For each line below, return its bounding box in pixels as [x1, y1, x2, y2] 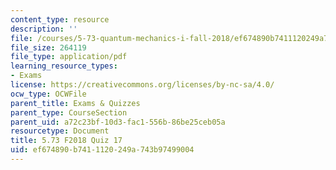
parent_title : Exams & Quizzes [10, 98, 141, 108]
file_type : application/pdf [10, 52, 128, 62]
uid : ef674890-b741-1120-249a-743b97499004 [10, 145, 195, 155]
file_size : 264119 [10, 42, 87, 53]
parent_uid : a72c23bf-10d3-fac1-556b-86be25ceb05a [10, 117, 226, 127]
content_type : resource [10, 14, 110, 25]
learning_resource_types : [10, 61, 118, 71]
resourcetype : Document [10, 126, 110, 136]
